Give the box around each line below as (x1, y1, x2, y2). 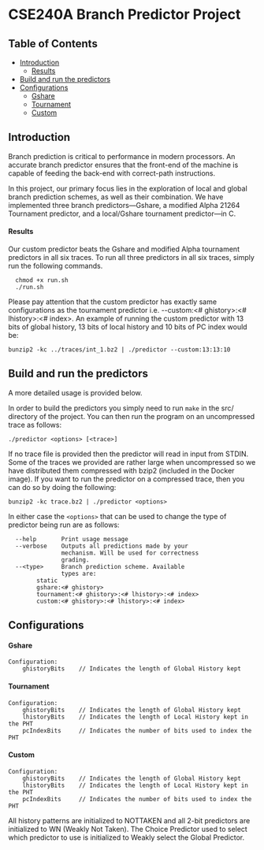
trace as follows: (8, 420, 61, 429)
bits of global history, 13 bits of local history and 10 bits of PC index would (8, 322, 247, 332)
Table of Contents (8, 37, 99, 50)
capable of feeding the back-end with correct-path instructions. (8, 168, 216, 178)
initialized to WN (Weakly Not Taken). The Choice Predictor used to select (8, 824, 248, 833)
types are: (61, 570, 97, 577)
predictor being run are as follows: (8, 520, 120, 529)
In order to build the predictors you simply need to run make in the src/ (8, 403, 234, 413)
